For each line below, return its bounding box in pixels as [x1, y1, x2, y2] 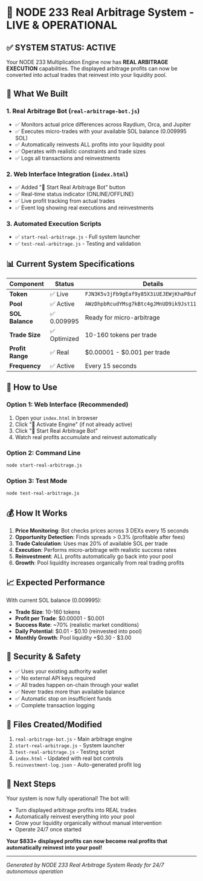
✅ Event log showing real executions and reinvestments [14, 204, 154, 211]
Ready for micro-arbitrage [85, 313, 160, 322]
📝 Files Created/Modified [6, 719, 102, 730]
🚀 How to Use [6, 382, 57, 393]
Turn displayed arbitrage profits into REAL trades [14, 807, 137, 814]
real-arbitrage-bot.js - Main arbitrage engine [14, 735, 133, 743]
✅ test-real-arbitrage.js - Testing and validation [14, 240, 141, 247]
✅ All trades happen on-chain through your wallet [14, 681, 139, 689]
